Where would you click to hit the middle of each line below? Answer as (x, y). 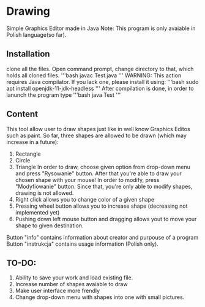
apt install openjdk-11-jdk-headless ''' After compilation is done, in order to (100, 88)
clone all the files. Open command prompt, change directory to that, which (100, 69)
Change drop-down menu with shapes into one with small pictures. (100, 297)
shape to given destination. (49, 226)
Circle (23, 160)
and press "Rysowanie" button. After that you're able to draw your (99, 173)
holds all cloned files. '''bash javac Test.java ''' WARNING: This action (94, 75)
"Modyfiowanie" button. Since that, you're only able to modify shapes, (104, 186)
